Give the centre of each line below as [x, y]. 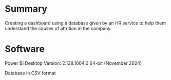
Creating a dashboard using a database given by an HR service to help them [85, 23]
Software [25, 49]
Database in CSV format [30, 73]
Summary [26, 9]
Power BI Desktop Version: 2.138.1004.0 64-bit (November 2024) [73, 63]
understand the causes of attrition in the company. [58, 28]
